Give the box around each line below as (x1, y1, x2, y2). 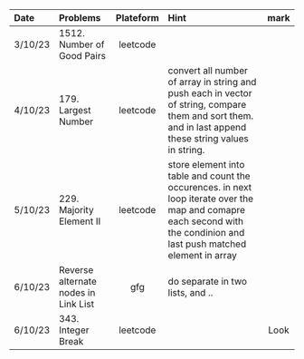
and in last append (167, 121, 247, 133)
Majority (58, 204, 94, 216)
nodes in (58, 286, 96, 298)
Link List (58, 298, 95, 310)
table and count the (167, 170, 251, 182)
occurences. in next (167, 181, 252, 193)
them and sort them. (167, 110, 254, 121)
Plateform (116, 12, 160, 24)
